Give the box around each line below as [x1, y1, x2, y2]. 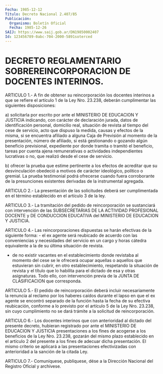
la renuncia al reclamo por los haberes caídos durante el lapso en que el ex [5, 293, 156, 299]
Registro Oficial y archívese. [5, 363, 61, 369]
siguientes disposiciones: [5, 102, 56, 108]
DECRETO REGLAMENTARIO [5, 56, 122, 66]
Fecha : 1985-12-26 [9, 25, 47, 30]
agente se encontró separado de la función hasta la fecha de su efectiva [5, 298, 150, 303]
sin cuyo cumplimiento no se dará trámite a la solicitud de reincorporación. [5, 308, 155, 314]
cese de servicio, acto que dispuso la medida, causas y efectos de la [5, 127, 144, 133]
